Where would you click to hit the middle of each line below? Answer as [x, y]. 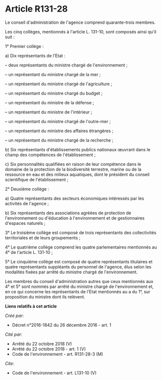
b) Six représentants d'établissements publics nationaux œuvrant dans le [78, 149]
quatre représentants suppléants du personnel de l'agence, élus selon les [78, 267]
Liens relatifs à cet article [31, 306]
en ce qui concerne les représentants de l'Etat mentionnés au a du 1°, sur [78, 291]
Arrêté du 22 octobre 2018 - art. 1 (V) [49, 349]
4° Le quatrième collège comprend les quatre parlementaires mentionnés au [81, 247]
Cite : [10, 363]
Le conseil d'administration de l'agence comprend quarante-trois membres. [80, 22]
